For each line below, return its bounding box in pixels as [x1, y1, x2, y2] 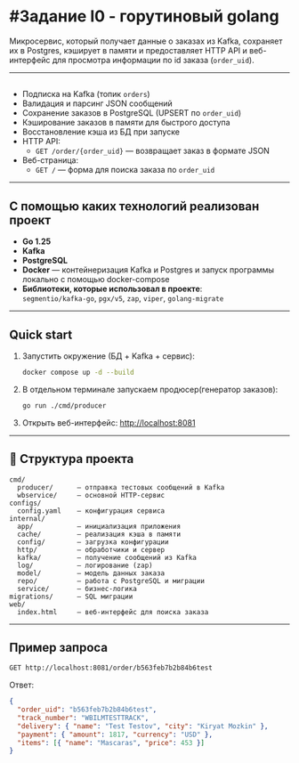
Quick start [9, 327, 73, 342]
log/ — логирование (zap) [17, 561, 153, 570]
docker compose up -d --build [21, 368, 135, 377]
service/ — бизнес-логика [17, 584, 138, 593]
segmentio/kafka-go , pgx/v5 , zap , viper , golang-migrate [21, 293, 224, 304]
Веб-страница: [21, 155, 78, 166]
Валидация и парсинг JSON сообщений [21, 98, 174, 109]
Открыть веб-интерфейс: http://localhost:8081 [21, 417, 196, 428]
